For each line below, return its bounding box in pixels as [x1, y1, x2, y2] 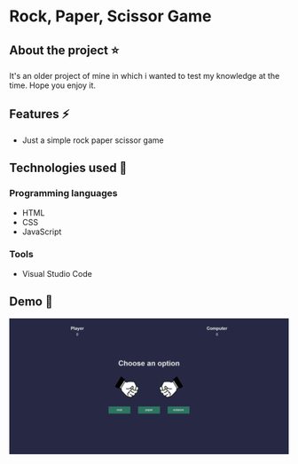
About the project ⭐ [9, 43, 120, 58]
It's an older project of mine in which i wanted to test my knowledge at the [9, 71, 280, 81]
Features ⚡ [9, 106, 70, 122]
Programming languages [9, 187, 118, 200]
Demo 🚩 [9, 295, 53, 310]
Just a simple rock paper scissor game [21, 135, 164, 145]
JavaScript [21, 226, 62, 237]
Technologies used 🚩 [9, 161, 128, 176]
